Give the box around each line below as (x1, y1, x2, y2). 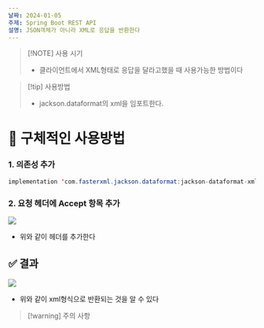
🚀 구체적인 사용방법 (8, 129, 126, 147)
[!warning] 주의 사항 (27, 311, 90, 320)
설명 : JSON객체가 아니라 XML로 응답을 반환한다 (8, 26, 141, 34)
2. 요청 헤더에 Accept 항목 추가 (8, 197, 120, 208)
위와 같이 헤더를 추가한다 (19, 232, 96, 241)
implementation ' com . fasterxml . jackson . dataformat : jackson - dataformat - (8, 178, 247, 186)
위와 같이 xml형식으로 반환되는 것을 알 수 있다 (19, 294, 159, 304)
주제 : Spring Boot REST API (8, 19, 97, 27)
